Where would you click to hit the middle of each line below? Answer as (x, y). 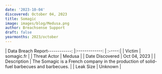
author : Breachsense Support (35, 28)
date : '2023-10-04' (25, 10)
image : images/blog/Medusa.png (37, 23)
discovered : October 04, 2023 (36, 14)
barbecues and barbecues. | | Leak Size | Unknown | (68, 66)
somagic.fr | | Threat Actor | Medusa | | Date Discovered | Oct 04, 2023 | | (80, 56)
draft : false (19, 32)
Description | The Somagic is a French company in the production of (75, 61)
